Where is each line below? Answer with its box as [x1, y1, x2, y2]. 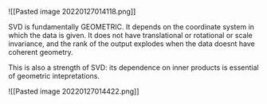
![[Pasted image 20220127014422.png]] [8, 87, 139, 96]
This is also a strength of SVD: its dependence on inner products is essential [8, 63, 259, 72]
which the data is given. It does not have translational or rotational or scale [8, 31, 253, 40]
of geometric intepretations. [8, 71, 100, 80]
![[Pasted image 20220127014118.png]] [8, 7, 136, 16]
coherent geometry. [8, 48, 73, 56]
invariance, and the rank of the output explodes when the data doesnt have [8, 39, 255, 48]
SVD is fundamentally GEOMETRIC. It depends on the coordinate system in [8, 22, 255, 31]
